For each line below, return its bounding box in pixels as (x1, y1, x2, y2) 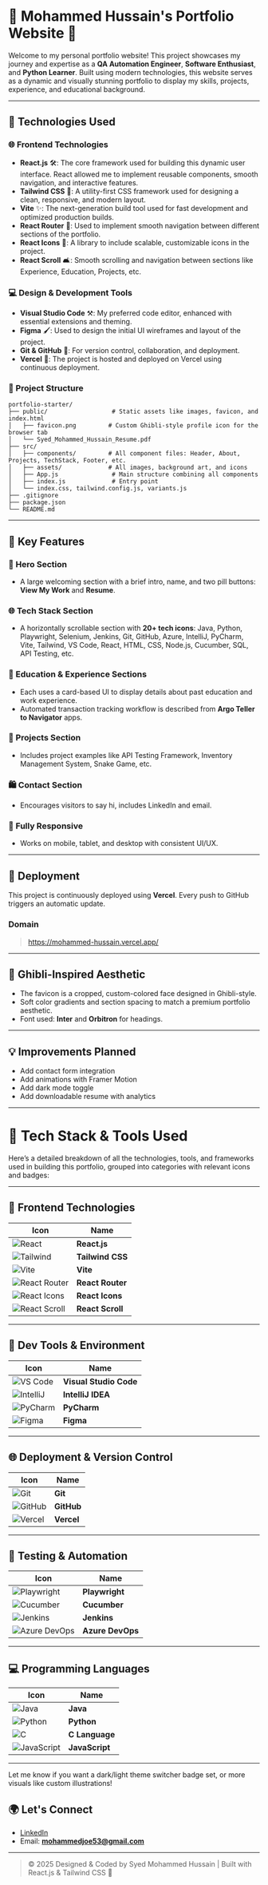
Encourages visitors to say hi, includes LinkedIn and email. (19, 800, 212, 810)
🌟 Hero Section (8, 558, 68, 569)
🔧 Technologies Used (8, 115, 116, 129)
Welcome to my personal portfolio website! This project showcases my (8, 50, 241, 60)
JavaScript (68, 1742, 111, 1753)
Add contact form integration (19, 1066, 116, 1076)
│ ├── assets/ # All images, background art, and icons (8, 463, 248, 472)
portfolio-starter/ (8, 401, 73, 409)
